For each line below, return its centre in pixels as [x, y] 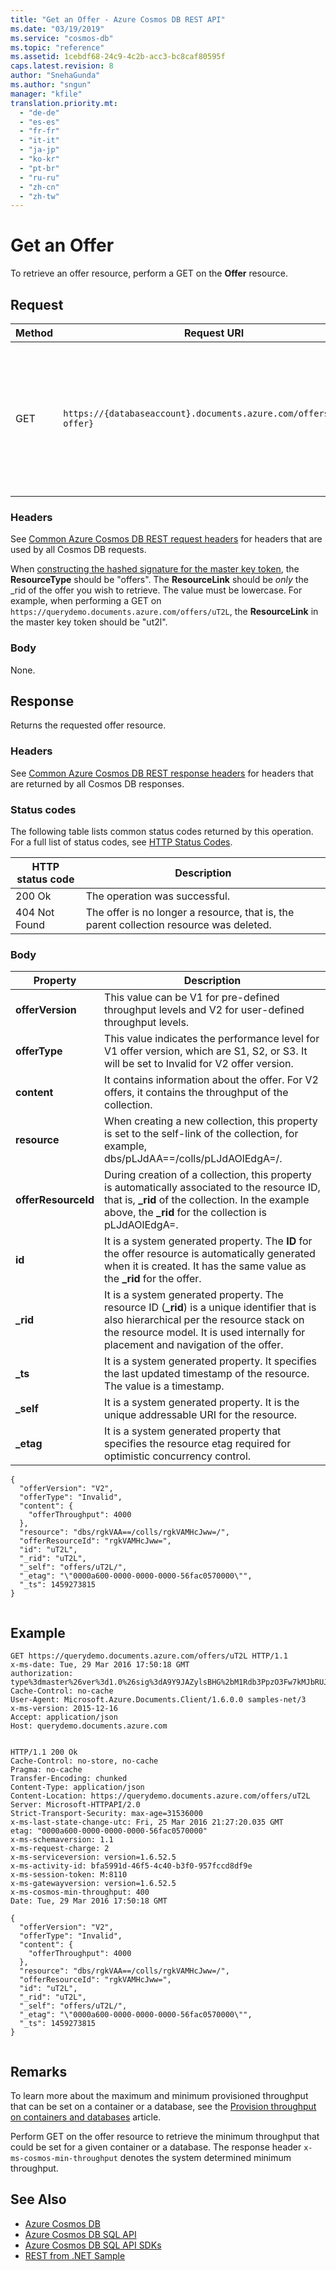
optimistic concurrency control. [178, 1456]
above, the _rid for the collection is [185, 1213]
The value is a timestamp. [164, 1386]
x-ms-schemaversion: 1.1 [62, 1840]
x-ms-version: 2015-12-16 [64, 1709]
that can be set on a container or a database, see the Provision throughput [163, 2106]
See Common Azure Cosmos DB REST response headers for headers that [162, 773]
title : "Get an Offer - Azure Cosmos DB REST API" [118, 19]
